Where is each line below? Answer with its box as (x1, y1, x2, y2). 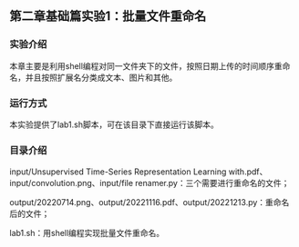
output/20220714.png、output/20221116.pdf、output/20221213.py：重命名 (9, 197, 290, 208)
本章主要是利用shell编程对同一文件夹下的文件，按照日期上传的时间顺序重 (9, 60, 283, 71)
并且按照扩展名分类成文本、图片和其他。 (25, 72, 178, 83)
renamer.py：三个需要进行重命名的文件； (135, 178, 290, 189)
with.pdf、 (228, 166, 268, 177)
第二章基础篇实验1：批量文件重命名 (9, 8, 207, 25)
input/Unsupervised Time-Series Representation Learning (9, 166, 227, 177)
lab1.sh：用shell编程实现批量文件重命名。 (9, 228, 165, 239)
